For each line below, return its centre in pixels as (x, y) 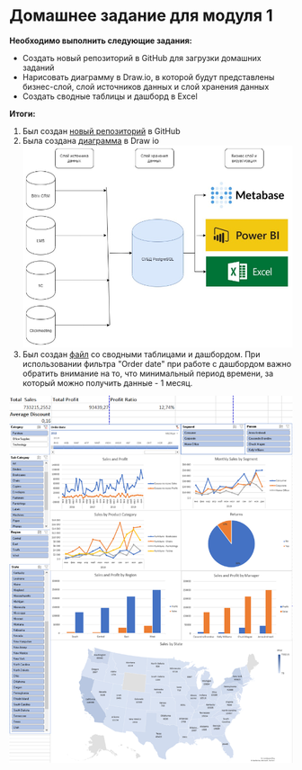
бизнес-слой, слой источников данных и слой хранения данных (146, 86)
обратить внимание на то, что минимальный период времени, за (148, 373)
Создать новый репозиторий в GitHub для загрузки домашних (142, 58)
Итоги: (22, 113)
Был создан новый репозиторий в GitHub (101, 130)
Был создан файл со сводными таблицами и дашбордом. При (141, 354)
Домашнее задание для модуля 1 (141, 16)
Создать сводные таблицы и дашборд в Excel (110, 96)
